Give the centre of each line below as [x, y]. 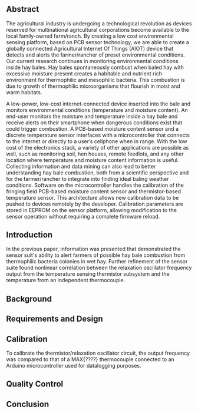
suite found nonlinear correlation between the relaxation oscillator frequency [99, 268]
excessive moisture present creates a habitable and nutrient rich [84, 73]
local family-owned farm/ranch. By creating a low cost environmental [90, 36]
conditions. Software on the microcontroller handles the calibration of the [95, 185]
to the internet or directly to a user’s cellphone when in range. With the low [97, 141]
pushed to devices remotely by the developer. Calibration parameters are [95, 204]
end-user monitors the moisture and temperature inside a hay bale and [92, 116]
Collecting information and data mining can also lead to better [81, 166]
